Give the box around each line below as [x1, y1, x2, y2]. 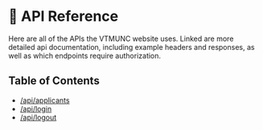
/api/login [19, 104, 52, 113]
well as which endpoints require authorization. [8, 51, 162, 60]
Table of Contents [8, 74, 101, 87]
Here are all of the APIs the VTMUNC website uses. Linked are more [8, 34, 234, 43]
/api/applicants [19, 95, 70, 105]
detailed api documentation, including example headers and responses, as [8, 42, 255, 51]
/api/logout [19, 112, 57, 122]
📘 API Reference [8, 7, 119, 26]
